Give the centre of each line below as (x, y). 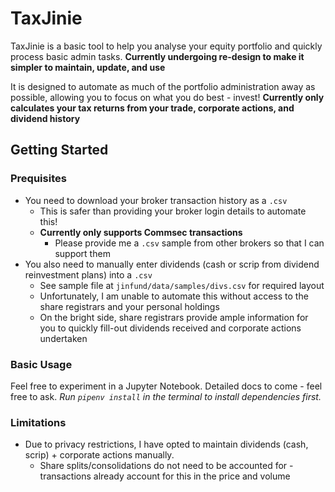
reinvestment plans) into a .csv (88, 274)
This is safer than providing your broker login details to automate (173, 211)
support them (82, 253)
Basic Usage (41, 364)
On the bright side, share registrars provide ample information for (174, 317)
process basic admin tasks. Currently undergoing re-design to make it (157, 56)
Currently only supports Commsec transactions (141, 232)
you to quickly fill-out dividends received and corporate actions (170, 328)
